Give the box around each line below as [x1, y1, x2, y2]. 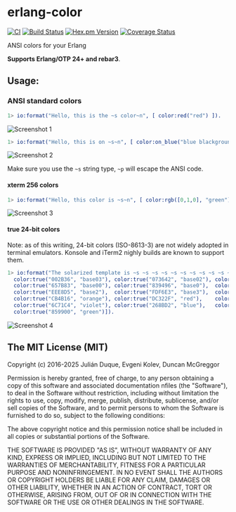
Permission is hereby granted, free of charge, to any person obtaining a [7, 374, 214, 382]
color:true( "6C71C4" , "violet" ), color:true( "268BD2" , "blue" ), [13, 302, 206, 309]
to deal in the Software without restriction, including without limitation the [7, 388, 219, 397]
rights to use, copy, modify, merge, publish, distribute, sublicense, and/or [7, 396, 219, 405]
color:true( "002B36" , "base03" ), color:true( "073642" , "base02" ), [13, 275, 212, 283]
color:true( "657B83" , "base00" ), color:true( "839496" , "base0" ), [13, 282, 209, 289]
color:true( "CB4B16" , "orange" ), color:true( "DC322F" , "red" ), [13, 296, 202, 303]
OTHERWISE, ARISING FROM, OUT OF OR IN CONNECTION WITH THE [7, 490, 212, 499]
